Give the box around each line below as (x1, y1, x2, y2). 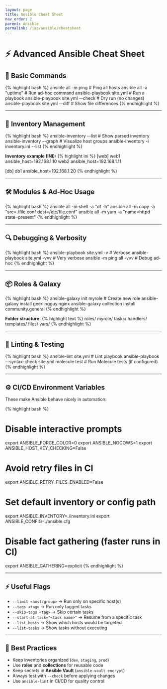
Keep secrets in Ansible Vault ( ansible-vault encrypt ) (12, 668, 125, 674)
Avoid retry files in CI (5, 463, 93, 474)
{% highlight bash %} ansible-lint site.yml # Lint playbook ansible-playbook (5, 353, 160, 359)
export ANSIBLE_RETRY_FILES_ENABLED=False (5, 479, 103, 485)
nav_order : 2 (5, 16, 32, 21)
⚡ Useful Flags (5, 582, 51, 591)
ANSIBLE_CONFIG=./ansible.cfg (5, 518, 71, 524)
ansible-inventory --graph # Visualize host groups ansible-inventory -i (5, 138, 149, 144)
